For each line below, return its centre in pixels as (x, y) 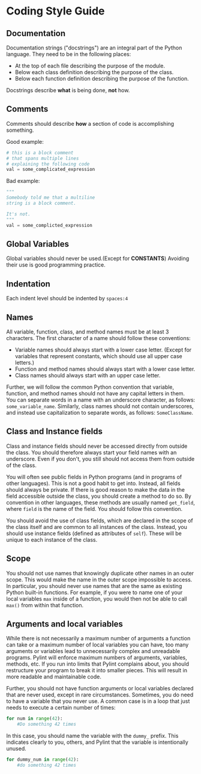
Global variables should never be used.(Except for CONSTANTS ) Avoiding (98, 259)
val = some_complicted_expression (49, 225)
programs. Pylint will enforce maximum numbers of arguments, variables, (97, 658)
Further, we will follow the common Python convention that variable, (90, 387)
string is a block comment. (41, 203)
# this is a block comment (40, 153)
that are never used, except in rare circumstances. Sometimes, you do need (100, 695)
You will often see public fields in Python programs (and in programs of (94, 477)
